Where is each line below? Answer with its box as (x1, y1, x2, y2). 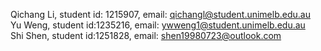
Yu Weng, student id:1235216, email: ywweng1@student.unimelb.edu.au (10, 19, 306, 31)
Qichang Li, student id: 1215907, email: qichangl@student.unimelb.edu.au (10, 9, 311, 20)
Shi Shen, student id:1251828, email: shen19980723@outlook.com (10, 30, 282, 41)
